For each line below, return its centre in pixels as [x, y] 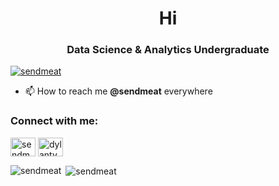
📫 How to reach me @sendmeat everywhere [118, 91]
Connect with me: [54, 121]
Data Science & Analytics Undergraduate [168, 50]
